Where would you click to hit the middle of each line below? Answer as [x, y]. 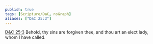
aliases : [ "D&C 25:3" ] [28, 18]
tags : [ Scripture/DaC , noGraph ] [38, 14]
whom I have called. [25, 37]
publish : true [20, 9]
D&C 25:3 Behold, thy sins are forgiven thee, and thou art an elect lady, [77, 32]
